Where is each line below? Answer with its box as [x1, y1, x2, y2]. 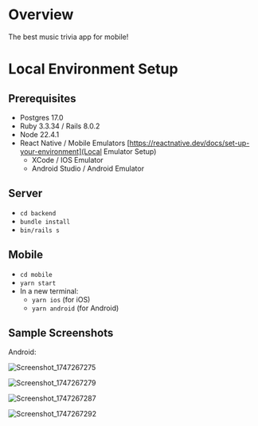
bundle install [19, 218, 71, 226]
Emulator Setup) [103, 146, 157, 156]
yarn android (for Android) [31, 303, 119, 313]
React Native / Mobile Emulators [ [19, 138, 130, 148]
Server [8, 187, 43, 200]
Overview [8, 6, 74, 24]
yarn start [19, 279, 57, 287]
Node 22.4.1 [19, 129, 60, 139]
